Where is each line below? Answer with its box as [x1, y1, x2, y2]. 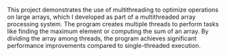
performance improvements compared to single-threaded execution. [7, 42, 201, 49]
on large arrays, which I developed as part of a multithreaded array [7, 13, 197, 21]
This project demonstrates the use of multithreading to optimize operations [7, 6, 219, 13]
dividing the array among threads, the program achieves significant [7, 34, 197, 43]
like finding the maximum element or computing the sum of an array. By [7, 27, 209, 35]
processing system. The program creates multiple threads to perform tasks [7, 20, 219, 28]
